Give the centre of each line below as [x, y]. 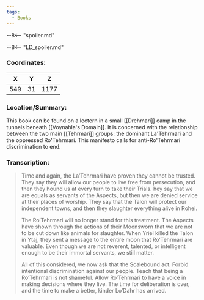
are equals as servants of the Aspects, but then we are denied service [109, 195]
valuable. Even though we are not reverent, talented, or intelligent [104, 246]
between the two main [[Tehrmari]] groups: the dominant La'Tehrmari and [99, 134]
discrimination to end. [34, 147]
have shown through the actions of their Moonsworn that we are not [107, 227]
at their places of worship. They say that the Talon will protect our [104, 202]
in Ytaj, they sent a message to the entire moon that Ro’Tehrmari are [107, 240]
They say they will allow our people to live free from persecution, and [108, 182]
